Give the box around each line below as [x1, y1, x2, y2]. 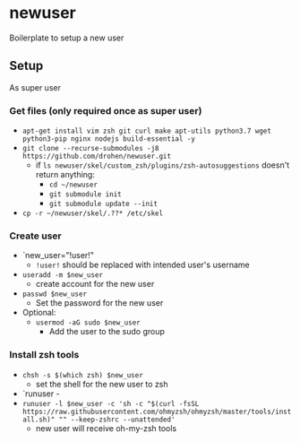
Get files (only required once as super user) [9, 104, 202, 117]
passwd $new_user [21, 290, 88, 299]
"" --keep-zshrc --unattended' [58, 415, 176, 424]
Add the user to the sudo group [48, 326, 166, 337]
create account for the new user [35, 279, 155, 290]
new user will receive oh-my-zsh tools [35, 422, 177, 433]
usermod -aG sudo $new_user [35, 318, 141, 327]
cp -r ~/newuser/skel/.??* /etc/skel [21, 209, 164, 218]
